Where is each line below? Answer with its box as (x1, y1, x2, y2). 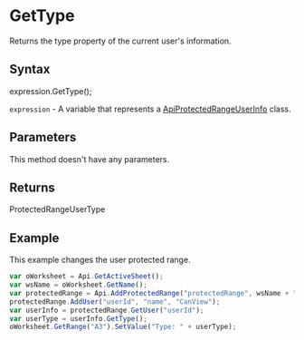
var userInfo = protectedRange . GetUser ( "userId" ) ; (9, 306, 204, 315)
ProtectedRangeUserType (9, 204, 106, 215)
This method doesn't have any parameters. (9, 153, 170, 164)
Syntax (9, 62, 51, 77)
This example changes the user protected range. (9, 255, 192, 266)
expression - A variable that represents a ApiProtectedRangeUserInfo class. (9, 103, 291, 114)
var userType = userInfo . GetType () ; (9, 314, 147, 323)
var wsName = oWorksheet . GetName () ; (9, 280, 147, 290)
